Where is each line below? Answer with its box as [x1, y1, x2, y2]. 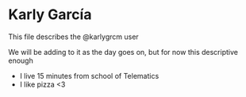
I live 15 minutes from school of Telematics [19, 71, 160, 80]
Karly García [8, 6, 92, 24]
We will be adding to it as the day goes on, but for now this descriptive [8, 47, 238, 56]
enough [8, 56, 33, 65]
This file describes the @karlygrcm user [8, 32, 139, 41]
